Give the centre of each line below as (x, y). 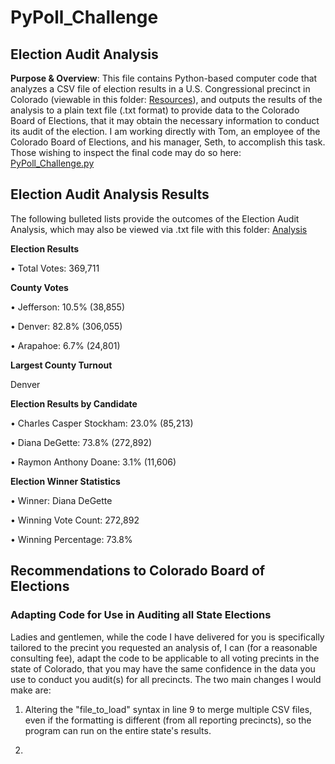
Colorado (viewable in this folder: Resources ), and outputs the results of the (166, 99)
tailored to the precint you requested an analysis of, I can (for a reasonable (164, 647)
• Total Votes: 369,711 (55, 268)
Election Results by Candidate (74, 403)
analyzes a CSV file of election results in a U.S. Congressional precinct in (160, 89)
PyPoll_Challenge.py (52, 163)
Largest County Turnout (61, 365)
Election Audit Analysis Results (110, 194)
